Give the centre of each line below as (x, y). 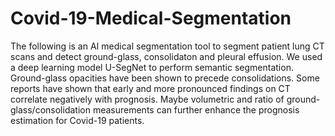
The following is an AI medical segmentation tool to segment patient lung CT (167, 46)
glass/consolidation (50, 109)
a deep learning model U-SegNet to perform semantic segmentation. (152, 67)
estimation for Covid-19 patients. (77, 120)
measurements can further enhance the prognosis (196, 109)
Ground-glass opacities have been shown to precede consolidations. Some (165, 78)
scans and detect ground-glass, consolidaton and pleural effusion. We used (166, 56)
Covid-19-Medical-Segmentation (151, 18)
